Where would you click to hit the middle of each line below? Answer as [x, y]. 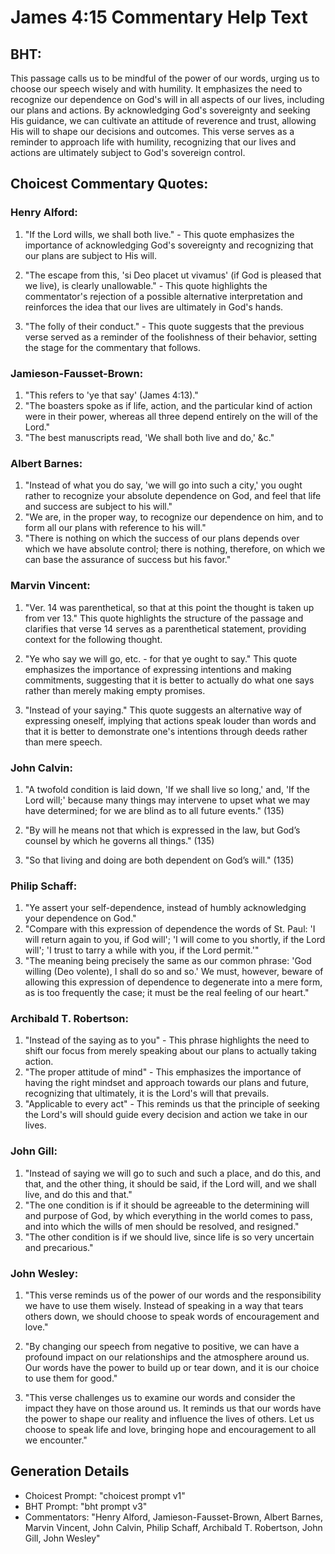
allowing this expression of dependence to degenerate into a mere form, [173, 982]
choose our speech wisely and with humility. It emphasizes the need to [156, 89]
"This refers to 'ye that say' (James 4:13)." [111, 395]
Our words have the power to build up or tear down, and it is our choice [172, 1368]
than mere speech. [63, 742]
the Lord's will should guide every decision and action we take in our [166, 1115]
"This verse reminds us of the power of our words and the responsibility [173, 1295]
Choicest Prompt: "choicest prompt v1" [105, 1495]
